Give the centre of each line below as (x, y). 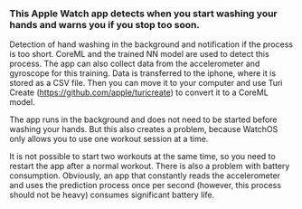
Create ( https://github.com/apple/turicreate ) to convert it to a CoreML (139, 92)
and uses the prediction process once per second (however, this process (146, 185)
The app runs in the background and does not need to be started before (143, 119)
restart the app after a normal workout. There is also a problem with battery (150, 166)
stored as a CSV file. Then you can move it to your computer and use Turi (146, 83)
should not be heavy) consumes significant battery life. (112, 195)
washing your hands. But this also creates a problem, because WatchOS (144, 129)
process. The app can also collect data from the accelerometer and (135, 64)
